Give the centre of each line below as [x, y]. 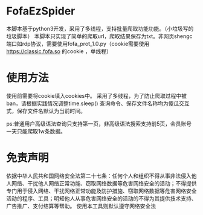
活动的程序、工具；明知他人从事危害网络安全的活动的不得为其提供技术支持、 [101, 198]
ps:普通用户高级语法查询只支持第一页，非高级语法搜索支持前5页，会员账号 [99, 124]
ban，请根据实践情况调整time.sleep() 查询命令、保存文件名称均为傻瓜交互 [98, 103]
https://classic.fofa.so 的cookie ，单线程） [59, 51]
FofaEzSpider [41, 11]
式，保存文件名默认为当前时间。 [46, 111]
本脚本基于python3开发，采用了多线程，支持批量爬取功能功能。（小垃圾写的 [100, 28]
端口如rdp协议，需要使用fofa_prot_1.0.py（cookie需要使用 [78, 43]
